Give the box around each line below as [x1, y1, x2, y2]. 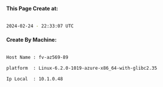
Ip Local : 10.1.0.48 [6, 76, 63, 82]
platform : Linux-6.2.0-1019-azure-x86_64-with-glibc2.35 [6, 66, 158, 72]
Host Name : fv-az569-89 [6, 54, 69, 61]
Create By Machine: [6, 36, 57, 43]
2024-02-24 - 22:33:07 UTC [6, 23, 74, 29]
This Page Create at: [6, 5, 58, 12]
